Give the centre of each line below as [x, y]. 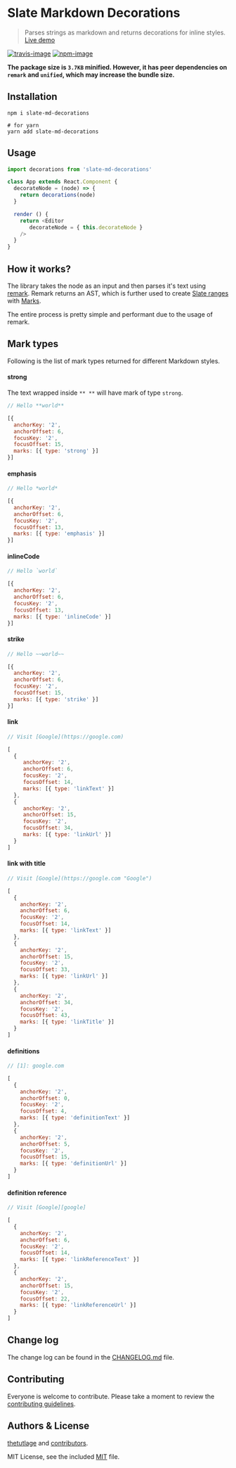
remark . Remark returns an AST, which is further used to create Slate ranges [118, 293]
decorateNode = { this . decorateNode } [86, 227]
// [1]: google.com [36, 1066]
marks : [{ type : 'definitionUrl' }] [74, 1164]
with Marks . [24, 301]
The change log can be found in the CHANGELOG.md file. [91, 1357]
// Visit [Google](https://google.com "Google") [80, 878]
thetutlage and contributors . [48, 1443]
